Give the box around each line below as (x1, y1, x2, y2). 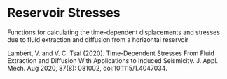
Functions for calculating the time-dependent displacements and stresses (7, 28, 221, 36)
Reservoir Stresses (7, 5, 121, 21)
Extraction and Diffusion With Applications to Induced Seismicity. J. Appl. (7, 56, 219, 64)
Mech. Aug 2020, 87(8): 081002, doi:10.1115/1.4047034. (7, 64, 167, 72)
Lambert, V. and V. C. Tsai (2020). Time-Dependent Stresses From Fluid (7, 49, 215, 57)
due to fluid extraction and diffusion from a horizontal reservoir (7, 35, 189, 43)
